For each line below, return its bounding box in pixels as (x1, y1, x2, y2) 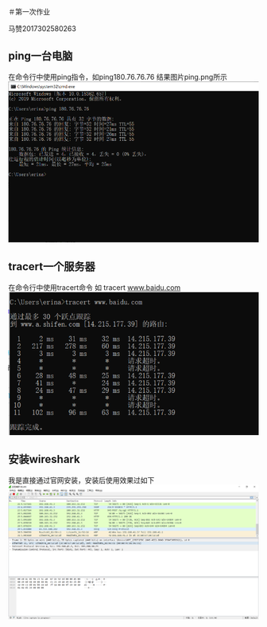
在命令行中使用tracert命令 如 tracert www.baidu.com (8, 282, 181, 292)
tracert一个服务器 (8, 260, 95, 273)
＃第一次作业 (8, 7, 50, 16)
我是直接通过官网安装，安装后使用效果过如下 (8, 475, 155, 484)
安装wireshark (8, 453, 81, 466)
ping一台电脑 (8, 49, 73, 63)
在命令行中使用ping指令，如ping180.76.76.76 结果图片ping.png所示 (8, 72, 228, 81)
